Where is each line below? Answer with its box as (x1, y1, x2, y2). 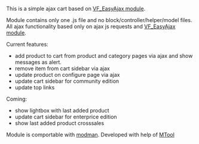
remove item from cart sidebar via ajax (14, 65, 111, 72)
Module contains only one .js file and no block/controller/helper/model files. (6, 17, 192, 23)
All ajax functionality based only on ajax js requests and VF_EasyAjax (6, 23, 176, 30)
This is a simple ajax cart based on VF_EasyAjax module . (6, 5, 146, 12)
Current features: (6, 41, 49, 48)
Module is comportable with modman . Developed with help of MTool (6, 131, 175, 138)
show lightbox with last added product (14, 107, 109, 114)
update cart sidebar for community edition (14, 77, 120, 84)
